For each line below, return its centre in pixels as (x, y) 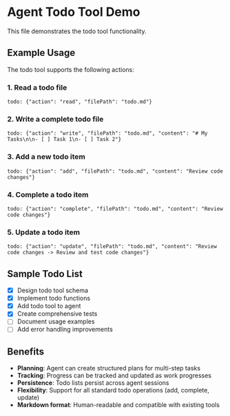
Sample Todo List (45, 274)
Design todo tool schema (52, 290)
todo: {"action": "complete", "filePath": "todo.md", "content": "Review (115, 209)
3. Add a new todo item (46, 157)
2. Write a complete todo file (55, 119)
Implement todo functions (54, 299)
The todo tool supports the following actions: (71, 69)
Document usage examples (56, 321)
